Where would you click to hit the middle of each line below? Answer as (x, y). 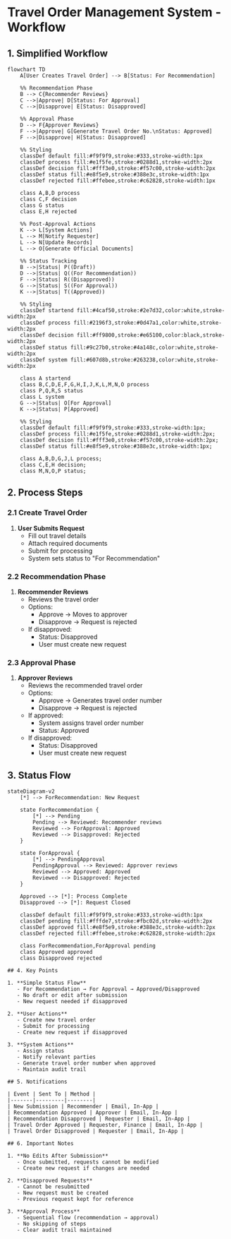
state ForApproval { (50, 854)
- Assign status (40, 1051)
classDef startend (47, 311)
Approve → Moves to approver (83, 614)
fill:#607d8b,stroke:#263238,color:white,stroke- (144, 360)
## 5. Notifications (38, 1082)
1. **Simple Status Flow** (47, 983)
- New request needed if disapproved (72, 1002)
